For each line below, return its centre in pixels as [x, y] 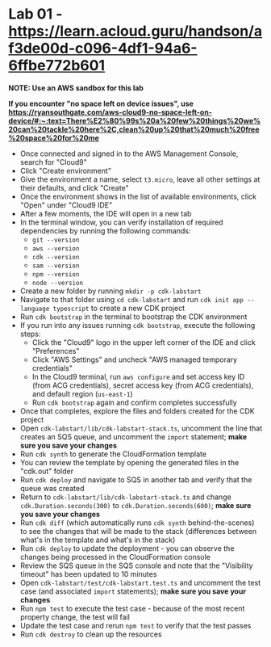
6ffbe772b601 [57, 66]
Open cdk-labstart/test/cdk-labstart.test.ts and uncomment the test [140, 582]
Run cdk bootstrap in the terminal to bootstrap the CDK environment [133, 317]
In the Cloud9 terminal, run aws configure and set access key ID [138, 376]
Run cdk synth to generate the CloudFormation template [113, 454]
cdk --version [56, 257]
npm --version [56, 274]
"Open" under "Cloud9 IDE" [66, 205]
